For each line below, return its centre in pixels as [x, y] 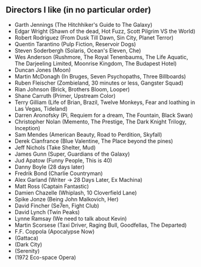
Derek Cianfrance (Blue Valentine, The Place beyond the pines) [94, 141]
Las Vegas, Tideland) [41, 108]
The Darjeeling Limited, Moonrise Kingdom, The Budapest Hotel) [96, 63]
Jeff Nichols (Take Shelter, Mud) [55, 147]
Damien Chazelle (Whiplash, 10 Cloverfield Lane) [76, 192]
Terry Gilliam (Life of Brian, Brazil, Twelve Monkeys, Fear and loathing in [105, 102]
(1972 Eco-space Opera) [45, 257]
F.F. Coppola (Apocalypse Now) [55, 231]
